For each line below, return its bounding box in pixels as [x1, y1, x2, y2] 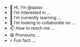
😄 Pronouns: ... [9, 32, 41, 38]
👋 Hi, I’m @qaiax [9, 5, 43, 10]
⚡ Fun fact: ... [9, 37, 36, 43]
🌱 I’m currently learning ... [9, 15, 62, 20]
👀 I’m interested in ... [9, 10, 51, 15]
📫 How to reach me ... [9, 25, 55, 31]
